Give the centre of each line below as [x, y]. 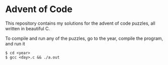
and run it [15, 43]
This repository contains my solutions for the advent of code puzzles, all [80, 23]
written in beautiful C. [28, 28]
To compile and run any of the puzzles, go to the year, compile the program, [84, 38]
